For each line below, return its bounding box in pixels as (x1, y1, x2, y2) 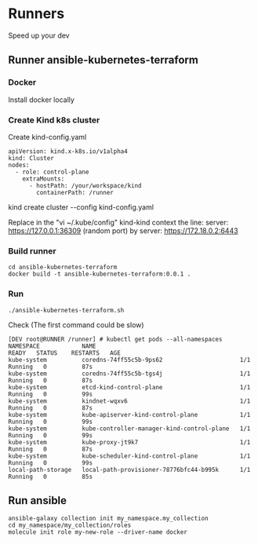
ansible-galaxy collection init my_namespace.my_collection (8, 515, 209, 523)
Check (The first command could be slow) (8, 319, 144, 330)
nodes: (8, 161, 30, 169)
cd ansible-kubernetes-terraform (8, 264, 118, 272)
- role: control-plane (15, 168, 89, 176)
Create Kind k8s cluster (8, 115, 100, 126)
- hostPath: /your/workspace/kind (28, 181, 143, 189)
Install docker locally (8, 95, 74, 104)
